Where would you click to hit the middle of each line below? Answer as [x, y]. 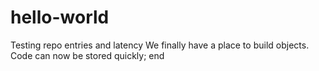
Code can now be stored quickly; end [87, 55]
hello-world [60, 17]
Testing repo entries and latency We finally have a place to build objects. [160, 45]
